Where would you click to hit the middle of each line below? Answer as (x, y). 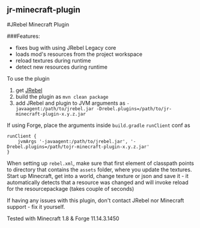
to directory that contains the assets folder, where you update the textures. (99, 169)
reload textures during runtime (53, 60)
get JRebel (29, 90)
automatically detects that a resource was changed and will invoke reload (98, 182)
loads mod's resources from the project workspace (79, 54)
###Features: (23, 36)
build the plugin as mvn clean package (62, 96)
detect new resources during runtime (61, 67)
